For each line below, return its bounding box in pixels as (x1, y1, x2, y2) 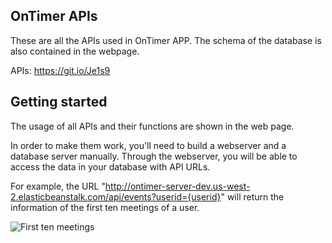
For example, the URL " (10, 180, 106, 192)
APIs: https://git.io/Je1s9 (10, 64, 111, 76)
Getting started (10, 94, 108, 111)
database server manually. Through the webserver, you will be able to (10, 150, 298, 162)
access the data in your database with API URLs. (10, 160, 211, 173)
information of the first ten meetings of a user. (10, 201, 200, 213)
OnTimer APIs (10, 8, 98, 25)
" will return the (220, 190, 285, 203)
